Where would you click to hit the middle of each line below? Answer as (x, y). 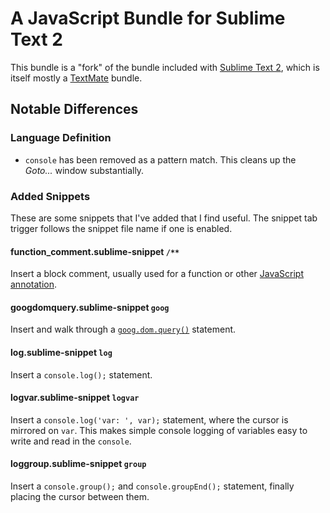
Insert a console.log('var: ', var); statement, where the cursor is (149, 419)
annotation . (33, 284)
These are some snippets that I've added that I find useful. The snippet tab (164, 218)
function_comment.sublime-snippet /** (95, 251)
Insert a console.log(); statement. (81, 374)
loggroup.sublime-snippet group (78, 464)
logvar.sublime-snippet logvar (75, 398)
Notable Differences (74, 109)
